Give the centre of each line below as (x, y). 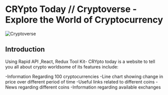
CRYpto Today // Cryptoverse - (71, 9)
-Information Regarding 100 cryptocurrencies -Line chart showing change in (84, 76)
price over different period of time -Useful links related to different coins (80, 81)
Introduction (25, 49)
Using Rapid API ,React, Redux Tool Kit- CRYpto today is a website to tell (80, 61)
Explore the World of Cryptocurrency (84, 20)
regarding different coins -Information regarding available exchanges (90, 87)
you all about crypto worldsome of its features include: (62, 66)
